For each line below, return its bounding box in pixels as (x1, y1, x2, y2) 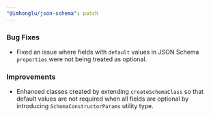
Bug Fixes (6, 32, 40, 41)
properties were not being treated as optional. (16, 55, 147, 63)
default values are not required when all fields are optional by (16, 95, 189, 103)
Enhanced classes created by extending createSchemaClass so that (16, 88, 204, 96)
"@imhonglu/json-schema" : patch (6, 10, 98, 17)
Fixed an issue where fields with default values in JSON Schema (16, 48, 199, 56)
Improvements (6, 72, 56, 82)
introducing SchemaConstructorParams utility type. (16, 102, 154, 110)
